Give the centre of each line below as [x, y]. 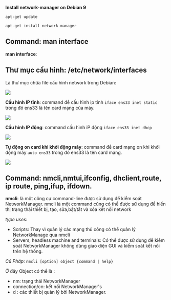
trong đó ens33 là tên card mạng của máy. [50, 108]
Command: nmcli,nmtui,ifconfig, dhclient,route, [83, 178]
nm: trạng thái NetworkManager [46, 281]
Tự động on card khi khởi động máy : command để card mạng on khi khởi [82, 147]
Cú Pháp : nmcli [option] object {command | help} [59, 261]
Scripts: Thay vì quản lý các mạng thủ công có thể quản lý [74, 230]
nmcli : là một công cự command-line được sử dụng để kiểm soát [73, 199]
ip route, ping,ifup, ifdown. [49, 187]
